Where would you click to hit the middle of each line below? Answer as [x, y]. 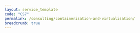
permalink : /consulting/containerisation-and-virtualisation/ [70, 18]
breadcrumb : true [22, 23]
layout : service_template [31, 9]
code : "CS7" [17, 14]
